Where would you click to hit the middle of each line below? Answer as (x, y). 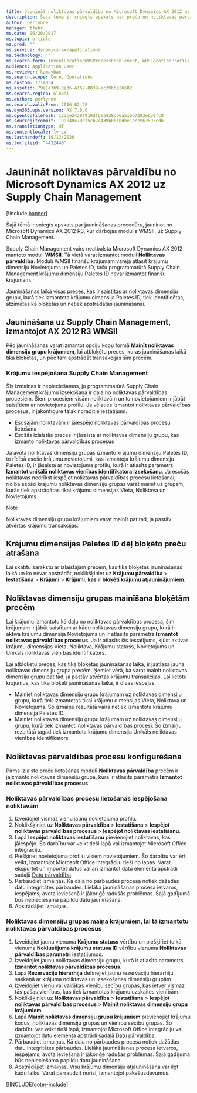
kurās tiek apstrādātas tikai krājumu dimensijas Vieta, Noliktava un (86, 490)
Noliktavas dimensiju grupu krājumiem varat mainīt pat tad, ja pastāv (89, 519)
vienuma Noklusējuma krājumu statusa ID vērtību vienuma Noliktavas (100, 948)
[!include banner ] (27, 213)
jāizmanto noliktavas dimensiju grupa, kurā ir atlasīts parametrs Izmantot (94, 777)
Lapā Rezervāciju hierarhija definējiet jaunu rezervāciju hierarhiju (94, 973)
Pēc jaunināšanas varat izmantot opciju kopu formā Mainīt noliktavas (90, 345)
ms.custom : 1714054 (30, 83)
